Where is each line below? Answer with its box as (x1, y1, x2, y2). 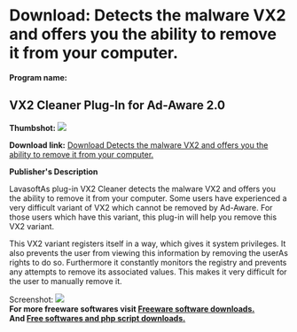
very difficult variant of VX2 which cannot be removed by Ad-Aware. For (9, 202, 273, 212)
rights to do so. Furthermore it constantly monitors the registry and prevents (9, 257, 287, 267)
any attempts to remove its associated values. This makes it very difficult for (9, 266, 287, 277)
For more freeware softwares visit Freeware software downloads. (9, 303, 255, 314)
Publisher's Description (9, 166, 98, 177)
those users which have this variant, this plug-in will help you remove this (9, 212, 277, 222)
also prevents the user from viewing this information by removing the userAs (9, 247, 288, 258)
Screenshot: (9, 294, 54, 305)
